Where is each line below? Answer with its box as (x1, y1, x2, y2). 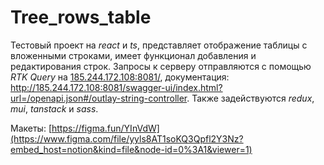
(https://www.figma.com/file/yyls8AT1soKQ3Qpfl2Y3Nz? (10, 132, 244, 145)
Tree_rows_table (10, 6, 152, 29)
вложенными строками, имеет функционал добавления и (10, 49, 257, 61)
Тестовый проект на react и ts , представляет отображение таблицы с (10, 39, 308, 51)
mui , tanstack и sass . (10, 102, 99, 115)
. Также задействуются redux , (186, 92, 315, 104)
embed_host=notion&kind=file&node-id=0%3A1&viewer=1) (10, 143, 253, 155)
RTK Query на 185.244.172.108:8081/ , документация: (10, 71, 230, 83)
